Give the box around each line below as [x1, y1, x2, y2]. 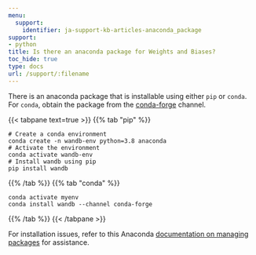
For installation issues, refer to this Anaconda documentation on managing [8, 229, 249, 239]
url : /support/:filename [8, 70, 90, 78]
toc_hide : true [8, 56, 58, 64]
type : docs [8, 63, 44, 71]
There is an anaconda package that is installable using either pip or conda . [8, 91, 247, 100]
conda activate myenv [8, 193, 79, 201]
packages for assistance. [8, 237, 90, 247]
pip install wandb [8, 164, 68, 173]
